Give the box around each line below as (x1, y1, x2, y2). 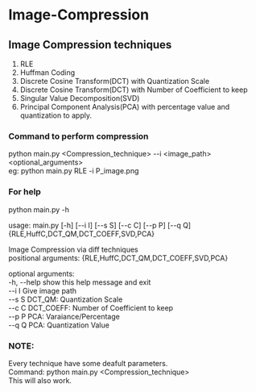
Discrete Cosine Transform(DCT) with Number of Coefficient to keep (19, 85, 248, 94)
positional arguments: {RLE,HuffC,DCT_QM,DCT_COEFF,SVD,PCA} (8, 252, 229, 263)
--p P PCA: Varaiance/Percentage (8, 311, 121, 321)
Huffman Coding (19, 68, 76, 77)
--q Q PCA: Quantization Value (8, 320, 110, 330)
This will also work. (8, 375, 72, 385)
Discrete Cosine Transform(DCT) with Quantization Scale (19, 77, 210, 85)
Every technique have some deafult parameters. (8, 358, 168, 368)
